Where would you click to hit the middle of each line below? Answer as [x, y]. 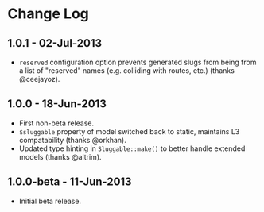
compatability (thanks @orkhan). [72, 140]
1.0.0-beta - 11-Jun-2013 [70, 182]
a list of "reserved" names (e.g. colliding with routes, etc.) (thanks [127, 71]
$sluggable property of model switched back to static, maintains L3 [129, 131]
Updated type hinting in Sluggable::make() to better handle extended [132, 148]
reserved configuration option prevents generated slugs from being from [138, 62]
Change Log [48, 14]
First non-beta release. [56, 123]
